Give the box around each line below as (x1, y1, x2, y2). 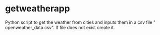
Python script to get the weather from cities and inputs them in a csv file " (5, 19, 156, 25)
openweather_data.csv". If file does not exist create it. (5, 24, 115, 30)
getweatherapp (5, 3, 70, 14)
